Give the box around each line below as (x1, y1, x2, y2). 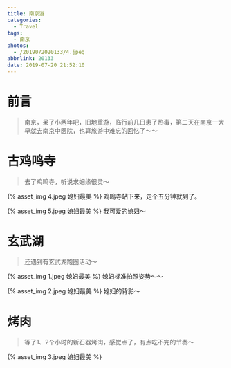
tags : (7, 29, 23, 37)
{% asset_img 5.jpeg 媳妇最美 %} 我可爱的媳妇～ (7, 207, 147, 215)
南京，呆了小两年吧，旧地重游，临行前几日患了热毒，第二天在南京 (24, 118, 212, 126)
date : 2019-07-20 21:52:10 (7, 62, 85, 68)
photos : (7, 42, 30, 49)
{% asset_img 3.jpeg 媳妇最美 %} (7, 353, 102, 361)
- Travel (13, 23, 39, 30)
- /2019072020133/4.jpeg (13, 49, 85, 56)
